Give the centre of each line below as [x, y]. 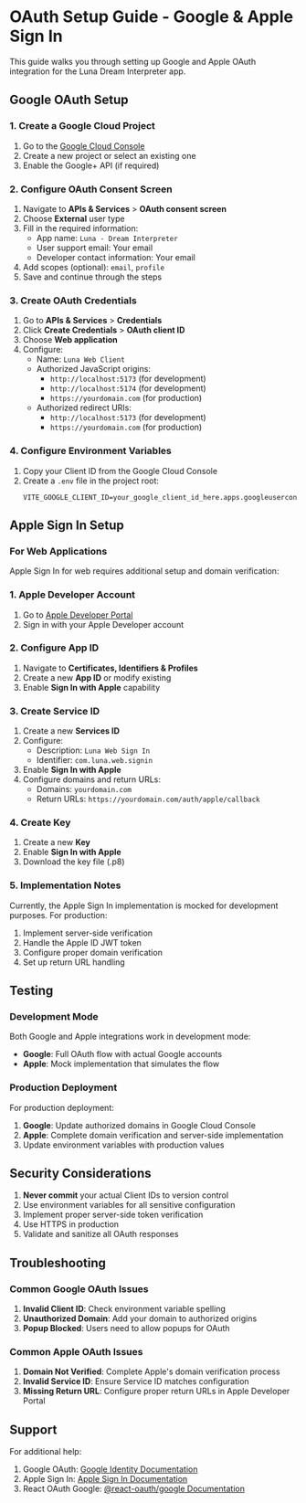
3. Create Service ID [55, 711]
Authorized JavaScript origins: [93, 369]
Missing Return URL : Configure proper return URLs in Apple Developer [156, 1392]
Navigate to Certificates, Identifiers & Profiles [110, 668]
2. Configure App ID [54, 648]
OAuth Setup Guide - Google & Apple [152, 17]
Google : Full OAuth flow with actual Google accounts [122, 1054]
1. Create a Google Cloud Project [82, 126]
